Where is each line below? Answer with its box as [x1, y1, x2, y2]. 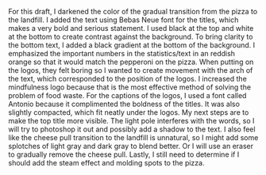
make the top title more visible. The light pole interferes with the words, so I [8, 116, 255, 125]
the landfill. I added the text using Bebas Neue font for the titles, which [8, 15, 239, 25]
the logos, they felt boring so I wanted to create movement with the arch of [8, 66, 253, 74]
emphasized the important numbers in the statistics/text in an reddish [8, 49, 236, 58]
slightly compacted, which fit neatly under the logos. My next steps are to [8, 108, 249, 117]
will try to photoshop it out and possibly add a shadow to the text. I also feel [8, 124, 256, 134]
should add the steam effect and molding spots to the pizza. [8, 158, 205, 167]
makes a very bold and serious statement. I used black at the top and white [8, 24, 254, 32]
